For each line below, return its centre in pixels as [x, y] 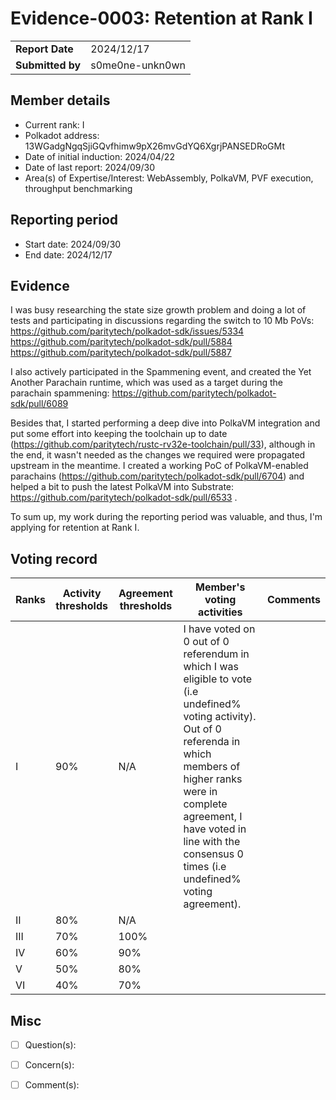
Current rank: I [54, 124]
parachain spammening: [60, 393]
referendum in [216, 654]
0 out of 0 [206, 642]
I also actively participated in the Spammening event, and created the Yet [161, 372]
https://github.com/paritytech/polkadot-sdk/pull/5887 [121, 353]
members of [212, 767]
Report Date [44, 49]
